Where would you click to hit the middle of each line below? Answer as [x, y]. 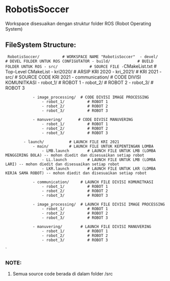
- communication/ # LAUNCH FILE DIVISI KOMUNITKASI [93, 182]
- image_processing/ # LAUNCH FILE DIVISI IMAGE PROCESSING [99, 204]
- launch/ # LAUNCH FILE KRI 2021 [72, 142]
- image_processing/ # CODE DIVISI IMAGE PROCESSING [91, 97]
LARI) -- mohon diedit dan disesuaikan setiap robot [62, 164]
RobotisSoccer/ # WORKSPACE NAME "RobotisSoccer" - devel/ [83, 57]
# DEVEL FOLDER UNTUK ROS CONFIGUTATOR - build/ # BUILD [79, 61]
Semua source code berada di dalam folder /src [63, 274]
